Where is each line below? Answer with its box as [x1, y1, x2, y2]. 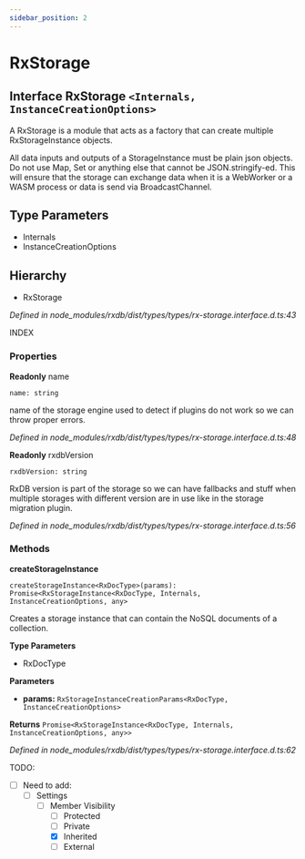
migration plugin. [9, 502, 73, 513]
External [63, 842, 96, 853]
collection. [9, 622, 49, 633]
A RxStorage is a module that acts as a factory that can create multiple [9, 125, 274, 136]
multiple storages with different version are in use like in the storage [9, 493, 264, 504]
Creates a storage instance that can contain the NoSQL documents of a [9, 612, 278, 624]
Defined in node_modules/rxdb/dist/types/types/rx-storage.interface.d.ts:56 [9, 520, 296, 531]
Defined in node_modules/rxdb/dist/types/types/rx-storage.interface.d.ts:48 [9, 432, 297, 443]
